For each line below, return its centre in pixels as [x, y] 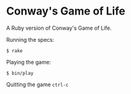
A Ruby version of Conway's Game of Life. [59, 28]
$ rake [14, 51]
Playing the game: [29, 62]
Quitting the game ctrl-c [37, 84]
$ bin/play [20, 73]
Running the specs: [30, 39]
